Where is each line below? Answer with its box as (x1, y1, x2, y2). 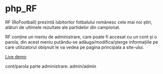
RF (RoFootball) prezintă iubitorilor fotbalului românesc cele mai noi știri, (5, 19, 153, 25)
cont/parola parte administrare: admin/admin (5, 63, 97, 69)
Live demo (5, 53, 27, 59)
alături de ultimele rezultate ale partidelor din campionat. (5, 24, 120, 30)
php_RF (5, 3, 37, 14)
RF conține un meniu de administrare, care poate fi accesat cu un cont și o (5, 34, 157, 40)
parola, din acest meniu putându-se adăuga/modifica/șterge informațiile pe (5, 39, 159, 45)
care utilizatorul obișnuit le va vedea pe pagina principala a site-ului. (5, 44, 145, 50)
